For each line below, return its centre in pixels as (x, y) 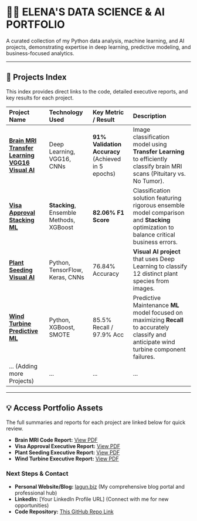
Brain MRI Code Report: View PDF (56, 440)
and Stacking (152, 220)
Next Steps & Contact (37, 474)
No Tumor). (149, 181)
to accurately (151, 327)
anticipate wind (154, 342)
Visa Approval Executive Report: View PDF (67, 446)
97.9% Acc (108, 335)
